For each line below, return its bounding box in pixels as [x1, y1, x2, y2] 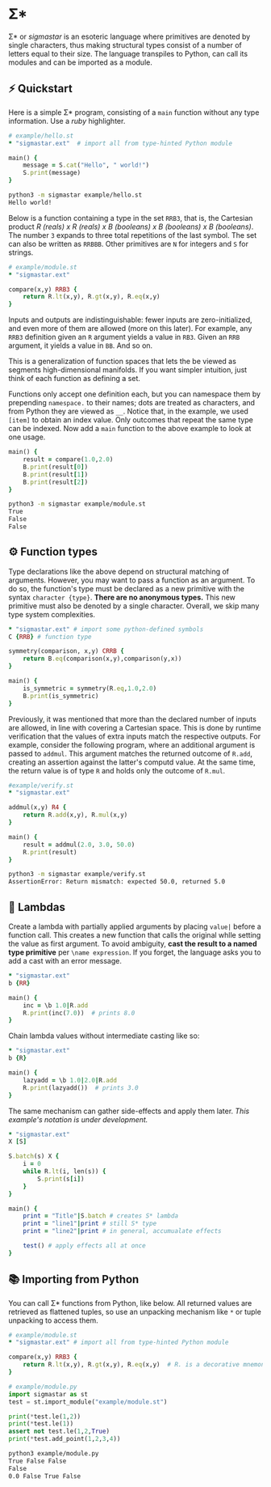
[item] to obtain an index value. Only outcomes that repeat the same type [8, 415, 254, 425]
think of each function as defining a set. [8, 374, 141, 383]
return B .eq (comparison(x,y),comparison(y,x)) [23, 655, 182, 663]
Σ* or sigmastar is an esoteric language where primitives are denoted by [8, 32, 251, 41]
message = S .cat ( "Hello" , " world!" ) [23, 161, 150, 170]
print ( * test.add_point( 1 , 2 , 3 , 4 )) [8, 1435, 121, 1443]
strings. [8, 248, 34, 257]
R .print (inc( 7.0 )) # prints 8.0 [23, 1009, 135, 1017]
